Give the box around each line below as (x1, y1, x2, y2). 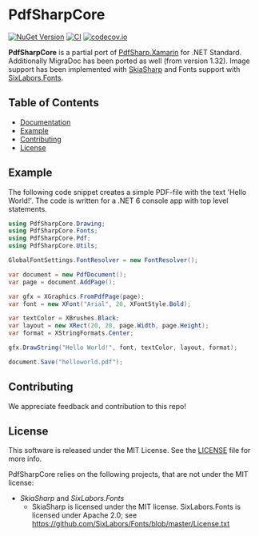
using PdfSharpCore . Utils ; (8, 242, 98, 250)
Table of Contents (8, 96, 100, 109)
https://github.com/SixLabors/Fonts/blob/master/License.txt (31, 519, 230, 529)
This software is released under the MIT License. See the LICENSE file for (8, 446, 251, 455)
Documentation (19, 117, 71, 127)
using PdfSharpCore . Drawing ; (8, 220, 106, 228)
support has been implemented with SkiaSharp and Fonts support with (8, 64, 241, 73)
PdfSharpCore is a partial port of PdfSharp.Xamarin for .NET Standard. (8, 47, 242, 57)
